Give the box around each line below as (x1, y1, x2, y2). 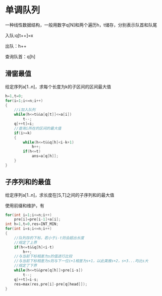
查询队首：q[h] (5, 53, 36, 60)
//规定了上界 (14, 240, 37, 245)
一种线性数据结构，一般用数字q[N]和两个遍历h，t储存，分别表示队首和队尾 (5, 22, 158, 28)
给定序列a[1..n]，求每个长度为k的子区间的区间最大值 (5, 83, 111, 89)
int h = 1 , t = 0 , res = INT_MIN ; (5, 222, 58, 226)
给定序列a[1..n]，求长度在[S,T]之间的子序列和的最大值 (5, 192, 114, 198)
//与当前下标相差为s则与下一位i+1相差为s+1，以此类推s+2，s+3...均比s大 (14, 259, 149, 264)
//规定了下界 (14, 263, 37, 268)
